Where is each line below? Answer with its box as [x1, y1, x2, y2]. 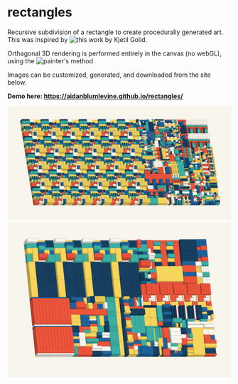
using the [7, 56, 35, 65]
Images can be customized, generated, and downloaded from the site [7, 70, 211, 79]
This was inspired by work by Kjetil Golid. [7, 35, 148, 43]
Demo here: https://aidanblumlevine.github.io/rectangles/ [7, 92, 183, 100]
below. [7, 78, 27, 86]
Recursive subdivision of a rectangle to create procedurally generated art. [7, 28, 224, 36]
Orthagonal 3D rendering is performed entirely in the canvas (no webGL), [7, 49, 222, 58]
